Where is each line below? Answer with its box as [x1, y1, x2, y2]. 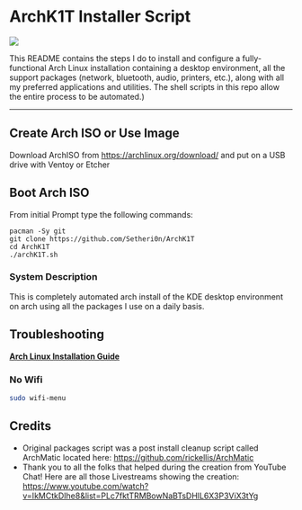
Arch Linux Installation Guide [9, 351, 120, 362]
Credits [9, 418, 52, 434]
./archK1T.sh [9, 250, 58, 259]
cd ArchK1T [9, 242, 50, 251]
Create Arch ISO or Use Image [9, 126, 180, 141]
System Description [9, 271, 98, 283]
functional [9, 62, 47, 73]
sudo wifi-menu [9, 393, 67, 402]
